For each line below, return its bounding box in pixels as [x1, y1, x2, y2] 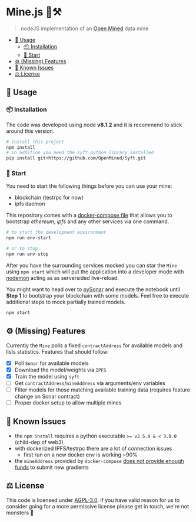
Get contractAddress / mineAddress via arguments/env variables [14, 379, 166, 386]
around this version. [6, 127, 55, 135]
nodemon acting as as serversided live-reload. [6, 274, 119, 281]
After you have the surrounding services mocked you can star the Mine [6, 262, 178, 269]
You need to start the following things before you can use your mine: [6, 182, 172, 190]
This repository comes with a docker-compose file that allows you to [6, 212, 172, 219]
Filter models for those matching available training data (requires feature [14, 386, 190, 393]
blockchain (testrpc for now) [14, 194, 84, 201]
